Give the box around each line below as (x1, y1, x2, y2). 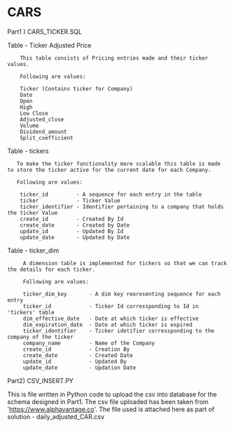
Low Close (20, 109, 49, 116)
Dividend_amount (20, 128, 68, 135)
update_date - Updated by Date (20, 234, 130, 241)
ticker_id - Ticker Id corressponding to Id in (22, 302, 199, 309)
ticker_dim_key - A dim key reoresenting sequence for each (22, 290, 221, 297)
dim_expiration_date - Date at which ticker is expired (22, 321, 193, 328)
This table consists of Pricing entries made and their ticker (20, 54, 209, 62)
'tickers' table (7, 309, 55, 316)
